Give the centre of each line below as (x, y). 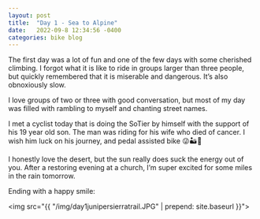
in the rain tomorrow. (42, 176)
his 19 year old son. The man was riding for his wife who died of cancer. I (127, 132)
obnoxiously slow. (37, 85)
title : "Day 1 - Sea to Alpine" (63, 23)
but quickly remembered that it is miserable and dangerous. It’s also (118, 76)
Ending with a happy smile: (52, 191)
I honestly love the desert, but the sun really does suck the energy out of (126, 159)
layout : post (30, 15)
